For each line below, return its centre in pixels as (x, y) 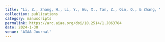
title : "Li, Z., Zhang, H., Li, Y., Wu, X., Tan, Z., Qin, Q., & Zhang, (81, 9)
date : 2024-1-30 (22, 28)
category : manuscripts (28, 18)
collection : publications (31, 14)
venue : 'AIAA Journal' (28, 32)
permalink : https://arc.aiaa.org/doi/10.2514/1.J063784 (63, 23)
